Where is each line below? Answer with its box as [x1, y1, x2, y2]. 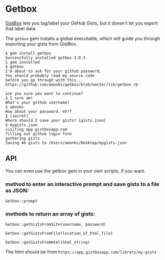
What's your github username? [5, 100, 70, 105]
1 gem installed [5, 59, 40, 64]
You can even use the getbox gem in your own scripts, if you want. [5, 167, 146, 174]
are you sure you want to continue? [5, 91, 83, 96]
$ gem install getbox [5, 51, 52, 56]
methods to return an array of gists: [5, 210, 96, 218]
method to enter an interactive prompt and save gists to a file [5, 180, 160, 187]
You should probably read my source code [5, 73, 95, 78]
